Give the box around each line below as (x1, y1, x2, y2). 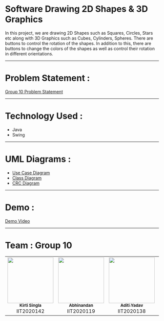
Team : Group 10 (5, 240, 72, 251)
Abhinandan (69, 302, 94, 308)
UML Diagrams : (5, 154, 71, 164)
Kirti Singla (19, 302, 41, 308)
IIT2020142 (16, 307, 45, 314)
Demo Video (5, 218, 30, 224)
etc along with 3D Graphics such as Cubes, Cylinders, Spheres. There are (5, 35, 153, 41)
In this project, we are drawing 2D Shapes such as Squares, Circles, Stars (5, 30, 153, 36)
